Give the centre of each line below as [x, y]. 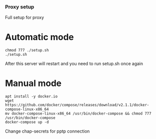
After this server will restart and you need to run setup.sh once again [74, 64]
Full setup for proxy [25, 18]
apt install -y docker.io [31, 96]
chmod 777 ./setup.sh [27, 50]
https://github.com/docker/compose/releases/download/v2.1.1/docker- [77, 105]
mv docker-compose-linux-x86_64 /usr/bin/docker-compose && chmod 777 [78, 114]
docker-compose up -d [27, 122]
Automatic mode [39, 37]
